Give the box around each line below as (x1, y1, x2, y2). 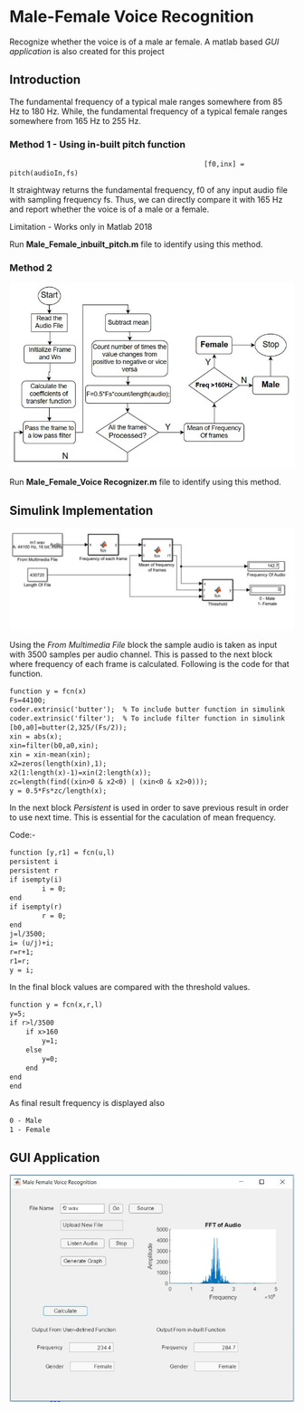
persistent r (9, 866, 59, 875)
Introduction (9, 72, 81, 88)
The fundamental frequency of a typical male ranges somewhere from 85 (9, 96, 283, 107)
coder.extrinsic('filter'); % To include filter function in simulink (9, 714, 285, 723)
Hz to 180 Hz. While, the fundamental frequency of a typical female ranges (9, 106, 288, 117)
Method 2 (9, 261, 52, 273)
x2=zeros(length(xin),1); (9, 759, 107, 768)
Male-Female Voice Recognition (9, 6, 254, 27)
